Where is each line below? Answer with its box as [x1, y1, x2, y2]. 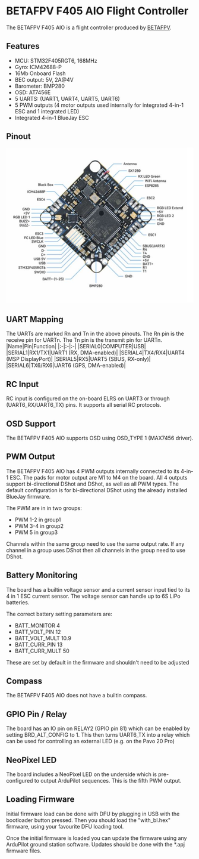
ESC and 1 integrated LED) [14, 107, 80, 115]
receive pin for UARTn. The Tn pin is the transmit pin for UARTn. [6, 336, 162, 344]
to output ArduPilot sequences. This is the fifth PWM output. [34, 777, 182, 784]
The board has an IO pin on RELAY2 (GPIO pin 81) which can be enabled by [6, 725, 190, 732]
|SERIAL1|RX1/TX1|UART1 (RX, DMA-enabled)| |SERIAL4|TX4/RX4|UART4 [6, 349, 185, 356]
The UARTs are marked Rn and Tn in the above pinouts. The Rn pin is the [6, 330, 184, 338]
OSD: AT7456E [14, 88, 51, 96]
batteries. [6, 598, 30, 606]
